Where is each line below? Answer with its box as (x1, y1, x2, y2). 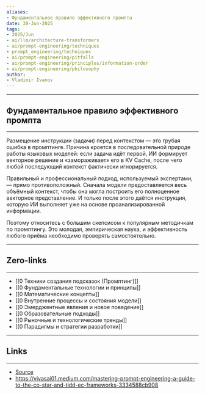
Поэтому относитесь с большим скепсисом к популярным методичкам (6, 219, 194, 226)
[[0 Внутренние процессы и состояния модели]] (15, 297, 142, 304)
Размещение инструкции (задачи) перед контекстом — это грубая (6, 137, 181, 144)
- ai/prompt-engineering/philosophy (6, 65, 99, 72)
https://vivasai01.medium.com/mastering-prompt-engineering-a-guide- (15, 374, 195, 382)
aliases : (6, 9, 29, 15)
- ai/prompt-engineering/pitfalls (6, 54, 95, 60)
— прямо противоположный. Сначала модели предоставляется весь (6, 181, 187, 188)
